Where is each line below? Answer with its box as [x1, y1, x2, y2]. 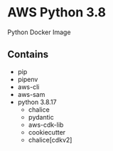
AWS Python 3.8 [7, 4, 107, 21]
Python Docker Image [7, 28, 71, 36]
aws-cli [17, 83, 40, 91]
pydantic [28, 113, 55, 121]
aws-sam [17, 90, 45, 98]
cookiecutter [28, 127, 66, 136]
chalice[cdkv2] [28, 135, 72, 144]
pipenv [17, 75, 38, 83]
